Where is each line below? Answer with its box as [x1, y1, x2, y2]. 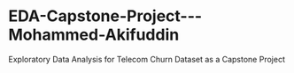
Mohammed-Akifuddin [8, 25, 180, 45]
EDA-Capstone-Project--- [8, 6, 203, 26]
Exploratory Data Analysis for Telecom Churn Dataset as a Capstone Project [8, 54, 285, 64]
